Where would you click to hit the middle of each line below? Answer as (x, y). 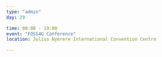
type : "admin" (24, 12)
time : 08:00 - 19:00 (32, 28)
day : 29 (16, 17)
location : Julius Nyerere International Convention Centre (81, 40)
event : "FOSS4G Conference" (41, 34)
